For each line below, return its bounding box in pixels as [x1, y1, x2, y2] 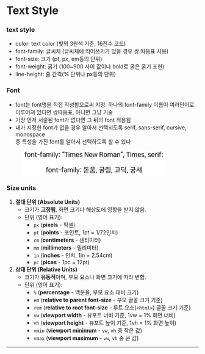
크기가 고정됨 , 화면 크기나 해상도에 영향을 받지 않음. [24, 206, 146, 214]
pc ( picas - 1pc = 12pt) [33, 259, 90, 266]
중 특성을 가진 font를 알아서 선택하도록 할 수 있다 [15, 138, 131, 145]
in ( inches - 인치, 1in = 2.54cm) [33, 251, 113, 259]
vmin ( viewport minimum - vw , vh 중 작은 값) [33, 327, 142, 334]
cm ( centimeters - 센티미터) [33, 236, 101, 244]
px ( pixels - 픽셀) [33, 221, 76, 229]
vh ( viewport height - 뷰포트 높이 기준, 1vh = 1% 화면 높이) [33, 319, 177, 327]
